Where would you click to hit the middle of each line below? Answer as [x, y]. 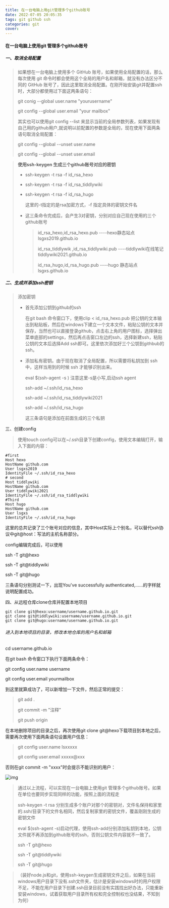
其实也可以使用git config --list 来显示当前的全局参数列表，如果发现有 [89, 121]
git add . [26, 699]
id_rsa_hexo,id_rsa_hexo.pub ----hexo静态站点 [86, 232]
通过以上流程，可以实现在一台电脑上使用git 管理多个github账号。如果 [89, 788]
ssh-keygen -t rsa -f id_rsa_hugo [59, 194]
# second [14, 478]
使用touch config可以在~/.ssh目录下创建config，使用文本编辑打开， [88, 440]
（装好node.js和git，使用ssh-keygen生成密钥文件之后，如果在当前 [86, 875]
